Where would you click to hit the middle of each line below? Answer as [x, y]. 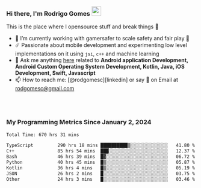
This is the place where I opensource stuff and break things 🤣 [82, 27]
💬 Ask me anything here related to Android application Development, [101, 60]
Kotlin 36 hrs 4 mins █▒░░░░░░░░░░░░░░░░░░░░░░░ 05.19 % [101, 168]
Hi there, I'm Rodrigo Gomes [48, 13]
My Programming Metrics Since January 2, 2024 [79, 122]
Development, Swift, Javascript [55, 73]
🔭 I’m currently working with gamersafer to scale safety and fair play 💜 [102, 39]
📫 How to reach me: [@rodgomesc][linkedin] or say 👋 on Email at [97, 80]
